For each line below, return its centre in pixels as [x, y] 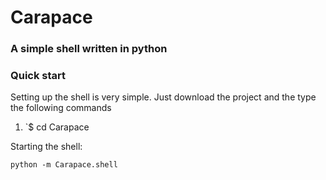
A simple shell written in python [89, 49]
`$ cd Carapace [57, 127]
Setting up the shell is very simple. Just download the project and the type [163, 97]
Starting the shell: [46, 147]
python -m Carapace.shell [64, 165]
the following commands [61, 108]
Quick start [38, 76]
